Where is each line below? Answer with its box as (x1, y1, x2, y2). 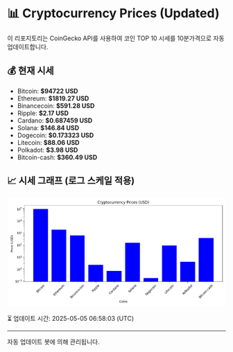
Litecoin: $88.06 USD (17, 138, 80, 146)
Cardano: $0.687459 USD (17, 116, 93, 125)
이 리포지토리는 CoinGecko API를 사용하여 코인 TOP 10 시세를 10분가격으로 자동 (7, 34, 225, 42)
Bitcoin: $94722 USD (17, 87, 78, 95)
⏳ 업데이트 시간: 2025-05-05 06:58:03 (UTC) (7, 314, 135, 322)
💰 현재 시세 (7, 65, 54, 77)
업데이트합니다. (7, 42, 49, 51)
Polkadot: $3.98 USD (17, 146, 78, 154)
